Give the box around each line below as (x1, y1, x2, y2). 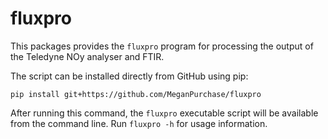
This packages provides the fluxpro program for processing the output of (10, 40, 314, 52)
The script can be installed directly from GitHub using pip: (10, 70, 249, 82)
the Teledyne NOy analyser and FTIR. (10, 50, 165, 62)
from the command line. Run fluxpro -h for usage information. (10, 117, 268, 129)
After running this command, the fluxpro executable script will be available (10, 107, 319, 119)
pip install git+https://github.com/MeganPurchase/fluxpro (10, 89, 262, 99)
